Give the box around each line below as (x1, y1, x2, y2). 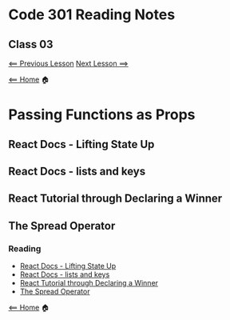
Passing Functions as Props (8, 106, 196, 124)
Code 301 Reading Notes (8, 6, 176, 24)
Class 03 (8, 38, 54, 51)
